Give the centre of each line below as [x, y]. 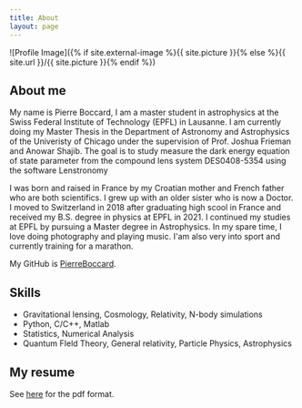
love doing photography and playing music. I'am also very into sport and [145, 237]
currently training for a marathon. [71, 246]
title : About [34, 18]
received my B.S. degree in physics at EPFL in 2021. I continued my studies [150, 217]
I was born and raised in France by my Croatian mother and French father [147, 189]
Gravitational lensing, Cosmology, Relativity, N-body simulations [142, 314]
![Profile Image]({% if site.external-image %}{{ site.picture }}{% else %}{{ [148, 52]
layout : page [34, 26]
